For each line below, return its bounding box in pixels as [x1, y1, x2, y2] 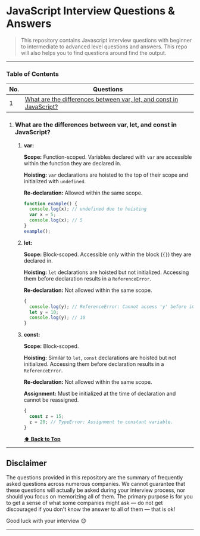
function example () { [23, 201, 77, 207]
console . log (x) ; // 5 [29, 217, 83, 223]
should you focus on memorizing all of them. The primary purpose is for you [6, 493, 193, 500]
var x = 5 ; [29, 212, 57, 218]
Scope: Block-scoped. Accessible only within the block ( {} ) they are [23, 251, 192, 258]
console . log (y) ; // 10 [29, 315, 86, 321]
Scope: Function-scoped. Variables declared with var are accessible [23, 153, 192, 161]
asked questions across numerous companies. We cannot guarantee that [6, 480, 186, 488]
